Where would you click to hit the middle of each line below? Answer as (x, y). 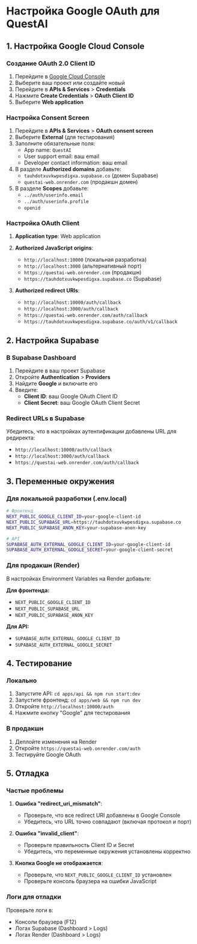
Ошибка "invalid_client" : (47, 834)
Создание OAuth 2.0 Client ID (51, 63)
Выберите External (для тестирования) (65, 137)
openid (32, 208)
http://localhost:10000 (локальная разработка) (85, 260)
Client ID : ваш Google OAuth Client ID (71, 397)
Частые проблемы (35, 790)
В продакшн (25, 729)
